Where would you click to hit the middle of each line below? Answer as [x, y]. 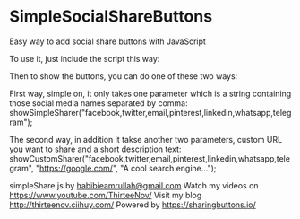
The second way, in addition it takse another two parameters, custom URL [146, 139]
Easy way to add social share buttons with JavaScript [107, 41]
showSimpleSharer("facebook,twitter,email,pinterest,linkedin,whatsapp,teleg [150, 112]
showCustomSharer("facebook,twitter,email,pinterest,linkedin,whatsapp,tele [150, 158]
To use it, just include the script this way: [85, 58]
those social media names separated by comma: [99, 103]
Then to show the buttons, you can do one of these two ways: [124, 76]
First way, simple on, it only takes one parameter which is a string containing [150, 93]
